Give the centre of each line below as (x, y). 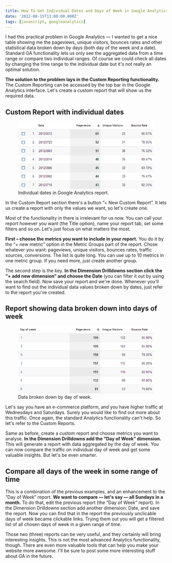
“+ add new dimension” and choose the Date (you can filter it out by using (85, 276)
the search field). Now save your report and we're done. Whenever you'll (82, 281)
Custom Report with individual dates (65, 112)
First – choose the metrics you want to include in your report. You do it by (84, 239)
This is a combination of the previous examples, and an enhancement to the (85, 491)
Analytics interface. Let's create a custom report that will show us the (79, 90)
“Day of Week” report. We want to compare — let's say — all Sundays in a (84, 497)
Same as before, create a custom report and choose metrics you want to (82, 433)
